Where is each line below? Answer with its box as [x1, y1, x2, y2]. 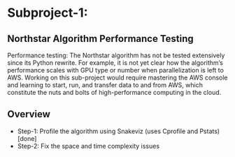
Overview [7, 108, 51, 120]
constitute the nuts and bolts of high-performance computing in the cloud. [7, 89, 222, 96]
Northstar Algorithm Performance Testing [7, 33, 194, 45]
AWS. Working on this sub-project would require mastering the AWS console [7, 73, 228, 82]
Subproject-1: [7, 5, 89, 21]
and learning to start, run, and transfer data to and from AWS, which [7, 81, 203, 89]
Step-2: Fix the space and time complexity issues [17, 142, 159, 150]
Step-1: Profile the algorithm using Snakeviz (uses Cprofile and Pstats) [17, 127, 220, 135]
